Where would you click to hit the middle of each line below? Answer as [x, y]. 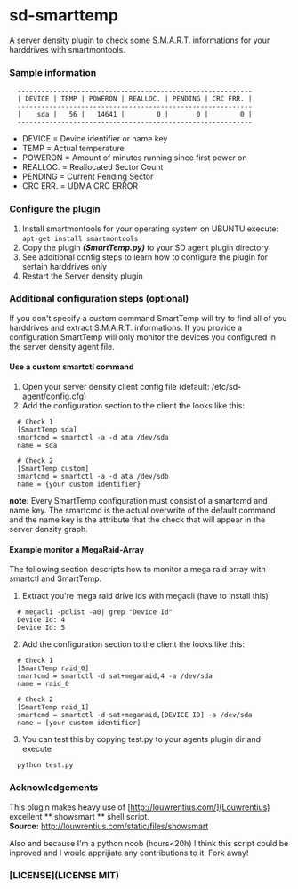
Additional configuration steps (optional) [99, 299]
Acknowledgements [54, 788]
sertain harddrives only [64, 266]
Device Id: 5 [41, 628]
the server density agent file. [62, 346]
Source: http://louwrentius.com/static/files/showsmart [109, 826]
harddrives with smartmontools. [68, 49]
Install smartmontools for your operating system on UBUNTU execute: [150, 229]
